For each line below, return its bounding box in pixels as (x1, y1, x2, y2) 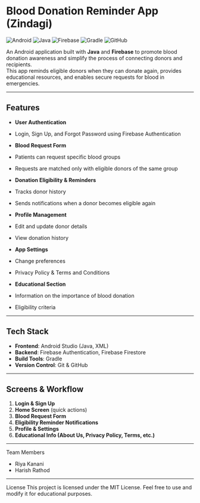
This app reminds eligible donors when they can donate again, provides (6, 67, 182, 74)
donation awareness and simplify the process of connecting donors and (6, 54, 183, 61)
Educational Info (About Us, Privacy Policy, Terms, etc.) (14, 431, 155, 439)
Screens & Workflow (6, 384, 84, 394)
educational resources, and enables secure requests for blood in (6, 73, 165, 81)
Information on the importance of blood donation (14, 292, 135, 299)
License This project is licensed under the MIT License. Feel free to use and (6, 484, 192, 491)
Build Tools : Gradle (14, 355, 62, 362)
